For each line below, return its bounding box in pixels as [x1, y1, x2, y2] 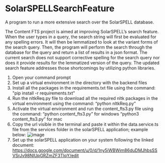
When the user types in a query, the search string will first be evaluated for [5, 34, 157, 40]
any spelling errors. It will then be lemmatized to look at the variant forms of [5, 39, 158, 45]
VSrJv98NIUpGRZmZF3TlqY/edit [12, 152, 79, 158]
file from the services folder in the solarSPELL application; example [12, 126, 148, 132]
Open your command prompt [12, 74, 71, 80]
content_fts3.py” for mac [12, 116, 62, 122]
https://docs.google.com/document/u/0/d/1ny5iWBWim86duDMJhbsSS [12, 147, 158, 153]
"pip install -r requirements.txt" [12, 90, 75, 96]
